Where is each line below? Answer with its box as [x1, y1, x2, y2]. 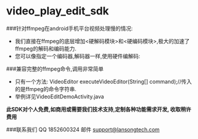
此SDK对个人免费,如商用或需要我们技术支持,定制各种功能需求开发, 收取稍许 [6, 105, 191, 113]
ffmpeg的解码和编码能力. [14, 45, 77, 52]
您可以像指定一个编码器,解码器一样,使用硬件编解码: [14, 52, 141, 59]
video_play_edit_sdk [6, 4, 109, 18]
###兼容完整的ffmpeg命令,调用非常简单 [6, 65, 104, 72]
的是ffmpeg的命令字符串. [14, 85, 77, 92]
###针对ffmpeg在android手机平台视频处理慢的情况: [6, 25, 133, 32]
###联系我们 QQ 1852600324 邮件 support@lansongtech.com [6, 126, 160, 133]
